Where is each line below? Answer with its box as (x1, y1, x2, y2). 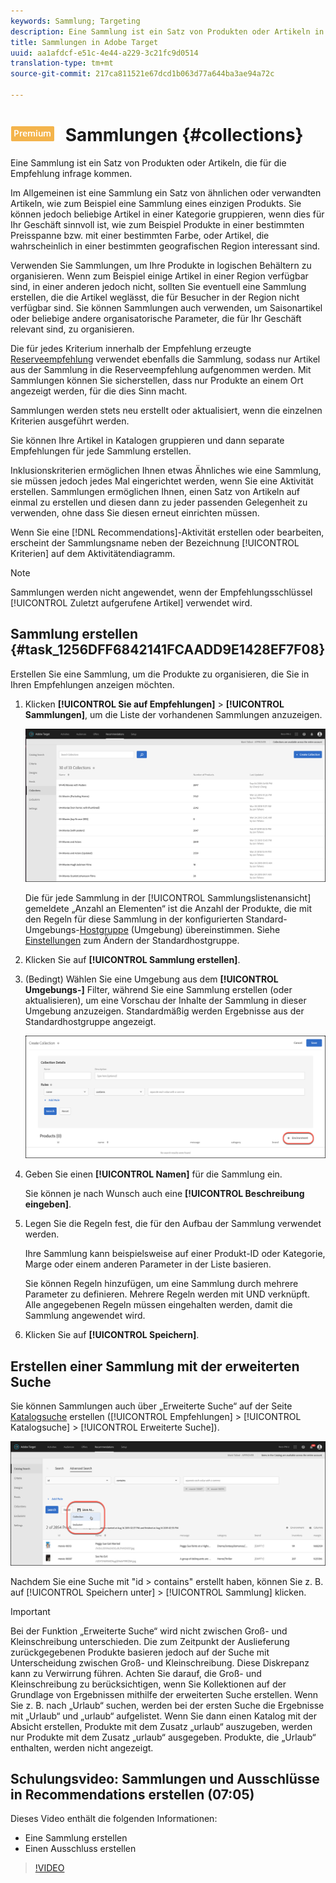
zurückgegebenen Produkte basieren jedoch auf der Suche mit (10, 1646, 270, 1658)
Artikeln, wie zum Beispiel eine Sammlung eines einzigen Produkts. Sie (10, 197, 302, 209)
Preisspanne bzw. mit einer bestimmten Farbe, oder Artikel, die (10, 229, 270, 241)
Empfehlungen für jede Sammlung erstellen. (10, 445, 192, 457)
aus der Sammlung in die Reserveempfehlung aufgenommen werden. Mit (10, 363, 312, 375)
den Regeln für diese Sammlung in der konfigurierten (24, 913, 244, 925)
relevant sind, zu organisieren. (10, 323, 135, 335)
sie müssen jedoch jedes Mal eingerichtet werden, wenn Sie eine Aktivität (10, 475, 314, 487)
